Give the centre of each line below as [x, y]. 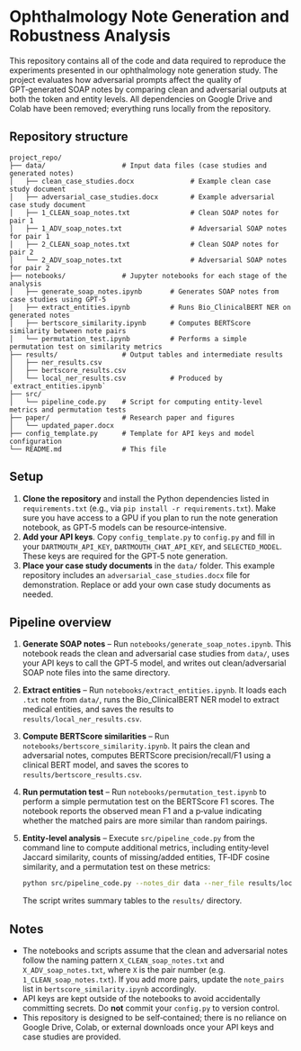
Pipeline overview [61, 622]
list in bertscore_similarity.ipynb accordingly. [110, 989]
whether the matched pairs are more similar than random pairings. [145, 820]
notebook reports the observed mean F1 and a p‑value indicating [142, 811]
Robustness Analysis [90, 36]
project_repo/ [36, 158]
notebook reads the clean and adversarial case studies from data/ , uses [156, 654]
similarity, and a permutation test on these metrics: [116, 867]
